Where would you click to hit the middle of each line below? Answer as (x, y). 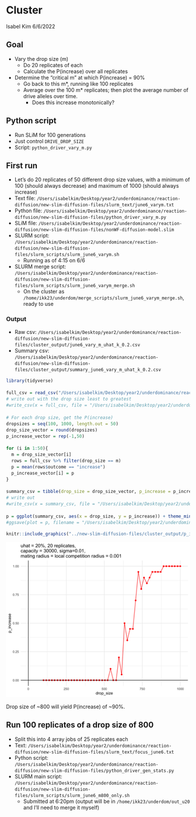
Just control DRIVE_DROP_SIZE (49, 141)
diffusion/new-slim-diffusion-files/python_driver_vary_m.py (90, 218)
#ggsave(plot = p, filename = (43, 522)
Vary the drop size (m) (41, 58)
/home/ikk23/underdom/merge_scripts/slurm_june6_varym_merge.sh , (104, 298)
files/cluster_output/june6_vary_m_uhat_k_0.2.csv (77, 345)
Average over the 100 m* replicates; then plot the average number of (106, 90)
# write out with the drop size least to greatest (69, 399)
